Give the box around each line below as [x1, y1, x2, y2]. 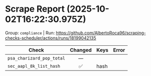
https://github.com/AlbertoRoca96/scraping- [56, 30, 146, 36]
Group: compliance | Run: [5, 30, 55, 36]
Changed [70, 46, 92, 53]
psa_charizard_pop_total [7, 55, 65, 61]
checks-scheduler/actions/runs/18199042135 [5, 35, 96, 41]
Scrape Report [5, 3, 65, 15]
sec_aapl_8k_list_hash [7, 63, 60, 69]
